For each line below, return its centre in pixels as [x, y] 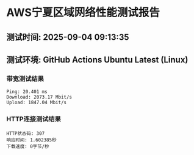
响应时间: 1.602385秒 [31, 140]
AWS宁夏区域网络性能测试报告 [83, 13]
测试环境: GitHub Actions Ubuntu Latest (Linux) [97, 60]
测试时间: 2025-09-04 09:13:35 [68, 37]
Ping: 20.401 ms [27, 92]
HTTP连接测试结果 [34, 119]
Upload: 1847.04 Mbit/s [37, 103]
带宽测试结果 [25, 78]
